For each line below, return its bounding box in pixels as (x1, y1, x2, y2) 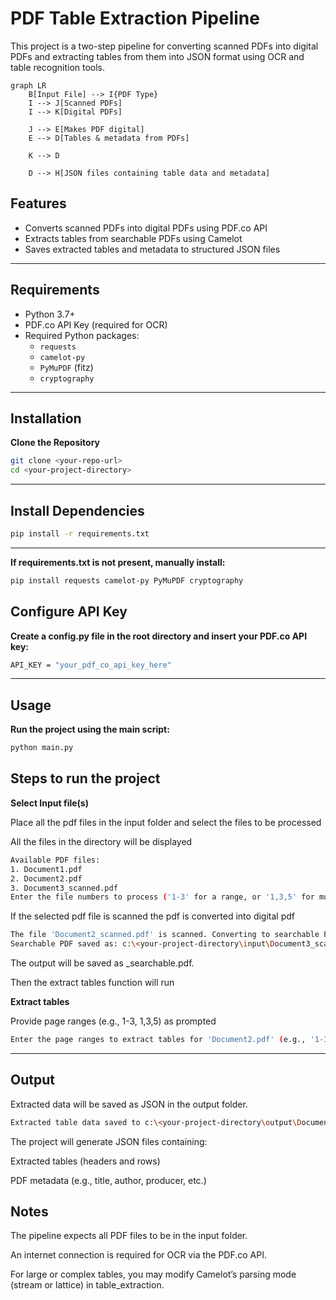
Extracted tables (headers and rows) (10, 1155, 161, 1167)
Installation (10, 410, 82, 427)
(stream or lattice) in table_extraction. (10, 1279, 165, 1291)
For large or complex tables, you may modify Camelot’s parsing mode (10, 1268, 297, 1281)
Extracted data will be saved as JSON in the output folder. (10, 1098, 248, 1110)
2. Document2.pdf (10, 873, 83, 884)
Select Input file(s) (10, 797, 89, 809)
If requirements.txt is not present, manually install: (10, 556, 226, 568)
